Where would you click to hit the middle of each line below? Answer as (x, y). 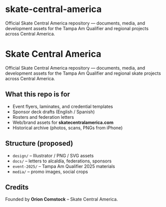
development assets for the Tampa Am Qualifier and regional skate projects (83, 73)
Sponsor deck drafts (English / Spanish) (54, 112)
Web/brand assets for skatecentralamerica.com (63, 122)
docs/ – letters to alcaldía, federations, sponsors (62, 161)
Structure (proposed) (39, 144)
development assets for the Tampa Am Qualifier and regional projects (77, 28)
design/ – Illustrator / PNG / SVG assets (53, 155)
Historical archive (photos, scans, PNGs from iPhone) (67, 128)
